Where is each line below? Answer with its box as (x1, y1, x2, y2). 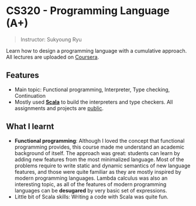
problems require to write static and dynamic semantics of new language (14, 162, 191, 169)
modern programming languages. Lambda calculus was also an (14, 174, 168, 181)
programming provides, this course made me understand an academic (14, 143, 185, 150)
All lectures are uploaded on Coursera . (6, 53, 99, 60)
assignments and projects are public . (14, 104, 104, 112)
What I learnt (6, 122, 54, 132)
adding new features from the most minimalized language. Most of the (14, 156, 184, 163)
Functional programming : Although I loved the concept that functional (14, 137, 185, 144)
